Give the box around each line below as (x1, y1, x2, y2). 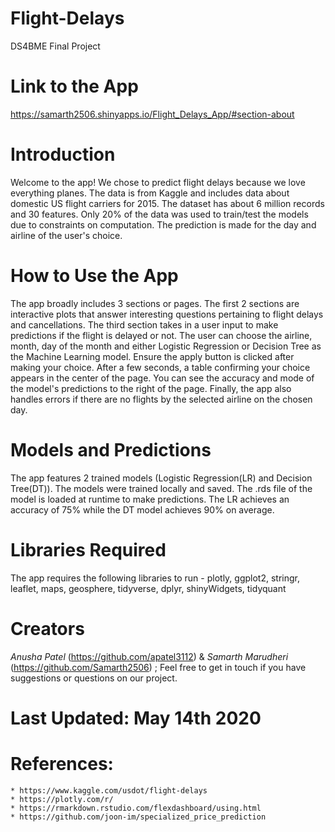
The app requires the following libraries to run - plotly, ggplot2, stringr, (10, 572, 300, 584)
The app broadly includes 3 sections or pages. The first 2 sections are (10, 297, 300, 309)
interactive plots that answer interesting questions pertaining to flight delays (10, 308, 324, 320)
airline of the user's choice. (10, 229, 123, 241)
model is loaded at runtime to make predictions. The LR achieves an (10, 493, 290, 505)
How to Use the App (10, 265, 179, 287)
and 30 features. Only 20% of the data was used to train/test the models (10, 208, 309, 220)
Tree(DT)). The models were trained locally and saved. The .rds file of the (10, 482, 313, 494)
